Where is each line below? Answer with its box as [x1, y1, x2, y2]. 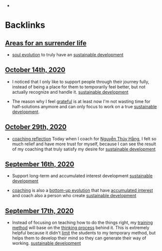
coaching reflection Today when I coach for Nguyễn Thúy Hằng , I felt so [12, 135, 157, 141]
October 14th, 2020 [5, 66, 65, 74]
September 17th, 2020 [5, 207, 74, 215]
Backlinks [5, 20, 46, 31]
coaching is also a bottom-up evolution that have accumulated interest [12, 187, 153, 193]
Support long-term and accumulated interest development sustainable [12, 173, 153, 179]
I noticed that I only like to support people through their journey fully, [12, 79, 149, 84]
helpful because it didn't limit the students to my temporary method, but [12, 230, 156, 236]
